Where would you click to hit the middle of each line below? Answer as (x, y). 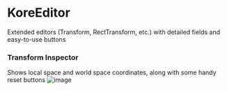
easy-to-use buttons (37, 39)
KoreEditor (39, 13)
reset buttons (26, 80)
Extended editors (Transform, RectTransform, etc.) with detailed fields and (114, 32)
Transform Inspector (43, 57)
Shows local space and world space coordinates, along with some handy (112, 73)
